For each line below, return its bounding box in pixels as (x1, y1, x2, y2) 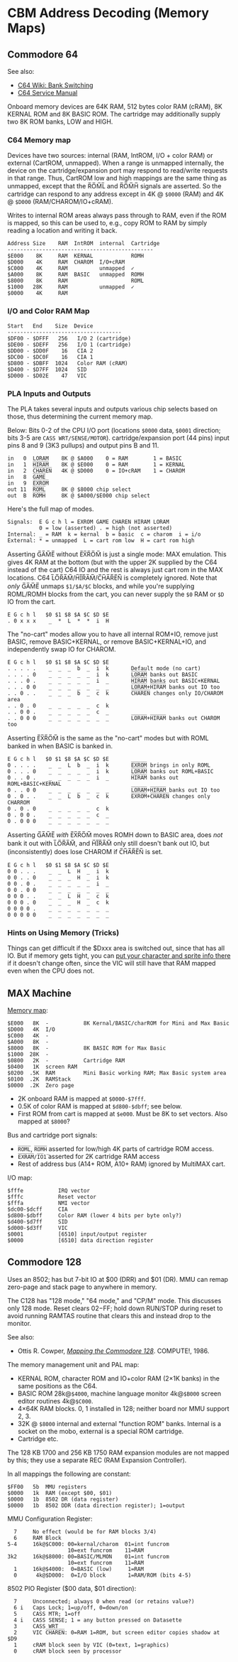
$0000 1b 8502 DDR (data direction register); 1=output (7, 1501, 186, 1509)
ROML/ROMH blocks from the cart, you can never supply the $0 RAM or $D (7, 590, 225, 598)
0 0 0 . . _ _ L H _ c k (7, 892, 110, 900)
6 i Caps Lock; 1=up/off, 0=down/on (13, 1604, 129, 1611)
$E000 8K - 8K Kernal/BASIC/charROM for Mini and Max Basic (7, 1020, 230, 1027)
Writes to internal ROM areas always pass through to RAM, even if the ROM (7, 211, 227, 220)
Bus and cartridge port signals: (7, 1131, 98, 1139)
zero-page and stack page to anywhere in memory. (7, 1283, 157, 1291)
